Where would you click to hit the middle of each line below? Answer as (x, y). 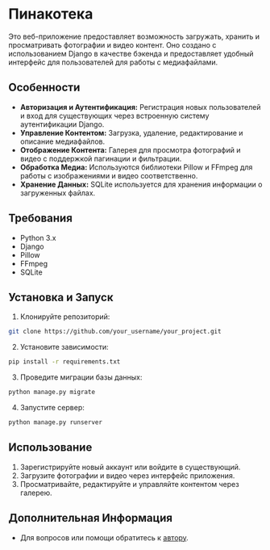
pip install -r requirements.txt (64, 362)
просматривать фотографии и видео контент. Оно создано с (112, 44)
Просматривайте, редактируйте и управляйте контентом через (129, 484)
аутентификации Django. (62, 124)
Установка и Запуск (61, 297)
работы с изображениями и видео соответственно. (109, 175)
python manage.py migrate (52, 393)
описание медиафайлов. (62, 141)
